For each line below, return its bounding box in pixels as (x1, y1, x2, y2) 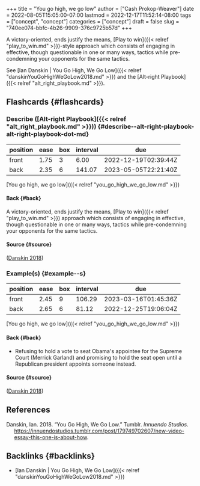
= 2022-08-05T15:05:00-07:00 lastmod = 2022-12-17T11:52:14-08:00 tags (6, 11, 192, 19)
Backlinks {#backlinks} (6, 451, 95, 461)
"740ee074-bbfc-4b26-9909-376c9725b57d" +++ (6, 24, 132, 31)
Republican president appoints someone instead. (14, 360, 136, 368)
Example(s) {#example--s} (6, 269, 86, 278)
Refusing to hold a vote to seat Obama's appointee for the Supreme (14, 347, 182, 354)
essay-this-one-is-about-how (14, 433, 87, 441)
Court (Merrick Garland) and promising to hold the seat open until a (14, 354, 182, 361)
